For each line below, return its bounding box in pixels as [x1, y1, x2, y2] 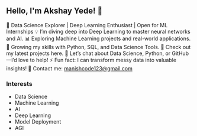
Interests [6, 79, 33, 88]
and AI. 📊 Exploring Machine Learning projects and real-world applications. [6, 35, 191, 42]
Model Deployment [14, 118, 62, 125]
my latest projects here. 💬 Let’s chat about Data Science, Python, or [6, 50, 171, 57]
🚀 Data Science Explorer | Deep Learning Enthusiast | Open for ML [6, 21, 168, 28]
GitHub [171, 50, 189, 57]
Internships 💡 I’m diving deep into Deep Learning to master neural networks [6, 28, 190, 35]
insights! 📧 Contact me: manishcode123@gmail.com [6, 64, 133, 72]
